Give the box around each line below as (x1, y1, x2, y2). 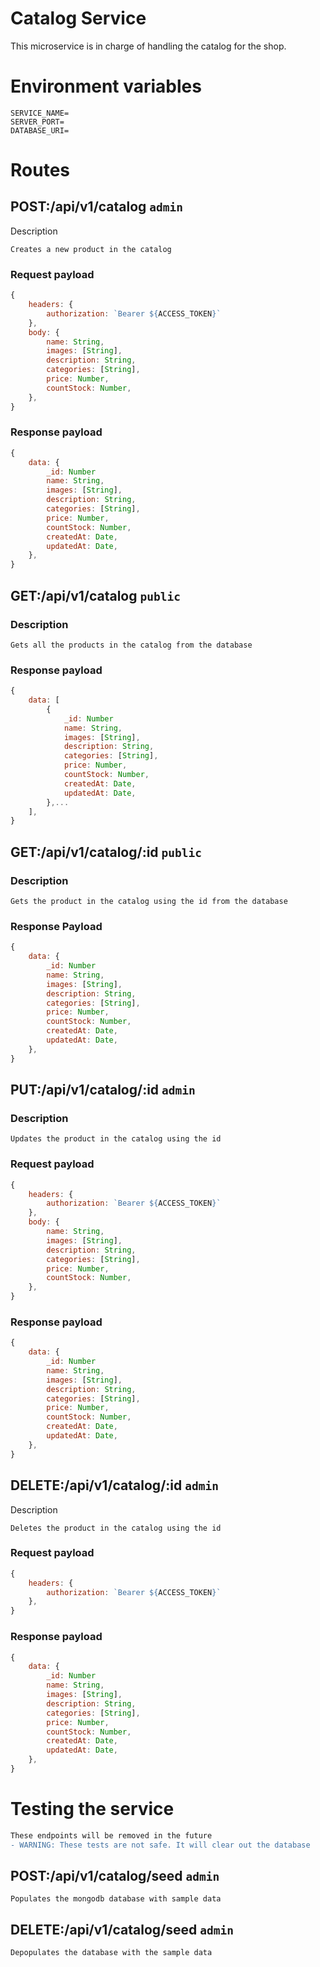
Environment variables (10, 75, 202, 98)
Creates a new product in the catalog (10, 244, 172, 254)
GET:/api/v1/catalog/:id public (10, 843, 203, 861)
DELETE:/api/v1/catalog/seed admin (10, 1921, 234, 1938)
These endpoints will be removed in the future (10, 1830, 213, 1841)
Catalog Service (10, 7, 147, 30)
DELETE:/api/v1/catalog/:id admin (10, 1477, 219, 1494)
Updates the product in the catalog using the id (10, 1134, 222, 1144)
